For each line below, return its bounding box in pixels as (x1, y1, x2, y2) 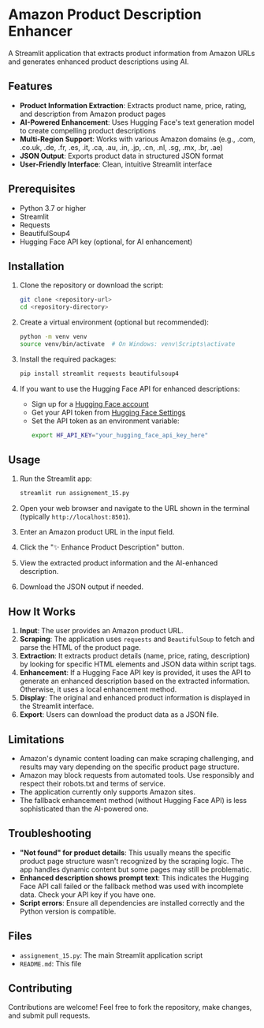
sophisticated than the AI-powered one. (19, 804, 149, 813)
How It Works (8, 605, 76, 618)
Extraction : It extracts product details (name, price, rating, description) (19, 651, 251, 661)
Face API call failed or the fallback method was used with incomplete (19, 881, 244, 891)
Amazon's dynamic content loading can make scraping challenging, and (19, 753, 255, 763)
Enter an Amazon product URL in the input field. (19, 527, 175, 537)
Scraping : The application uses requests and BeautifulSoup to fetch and (19, 634, 255, 644)
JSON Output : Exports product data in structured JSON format (19, 151, 224, 160)
